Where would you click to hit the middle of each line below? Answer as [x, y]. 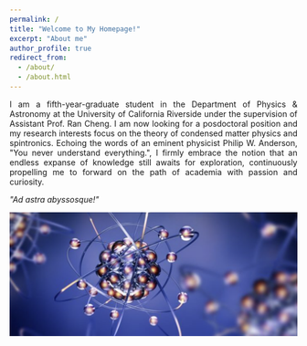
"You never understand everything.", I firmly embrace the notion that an [153, 152]
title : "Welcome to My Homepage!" [75, 29]
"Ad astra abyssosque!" [54, 199]
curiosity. [27, 182]
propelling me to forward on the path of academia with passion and [153, 172]
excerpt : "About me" [49, 38]
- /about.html [44, 78]
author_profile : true [51, 48]
